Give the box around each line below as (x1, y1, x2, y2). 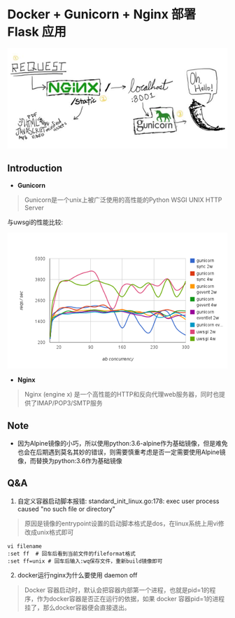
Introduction (7, 163, 63, 174)
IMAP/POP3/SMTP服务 (36, 399, 103, 407)
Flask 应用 (7, 24, 66, 40)
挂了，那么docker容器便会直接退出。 (24, 603, 131, 612)
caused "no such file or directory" (17, 504, 115, 513)
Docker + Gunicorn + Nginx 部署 (7, 6, 197, 22)
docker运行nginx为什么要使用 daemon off (17, 570, 138, 579)
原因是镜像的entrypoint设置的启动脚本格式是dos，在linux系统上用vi (24, 519, 218, 528)
